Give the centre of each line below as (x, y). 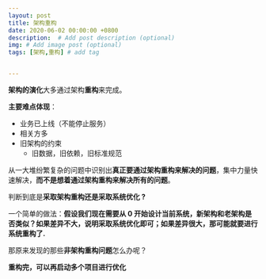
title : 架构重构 (32, 23)
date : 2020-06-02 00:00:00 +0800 (63, 30)
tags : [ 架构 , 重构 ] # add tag (54, 52)
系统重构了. (27, 233)
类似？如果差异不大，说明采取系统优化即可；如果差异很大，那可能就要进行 (136, 224)
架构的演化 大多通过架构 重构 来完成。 (67, 90)
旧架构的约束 (40, 143)
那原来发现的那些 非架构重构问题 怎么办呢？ (78, 250)
